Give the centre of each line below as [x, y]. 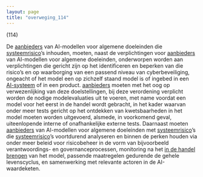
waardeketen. [23, 168]
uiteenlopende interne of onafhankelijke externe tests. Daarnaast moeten [98, 123]
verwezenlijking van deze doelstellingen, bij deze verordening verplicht [95, 91]
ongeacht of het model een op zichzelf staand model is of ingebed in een [98, 79]
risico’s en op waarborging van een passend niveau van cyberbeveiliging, [98, 72]
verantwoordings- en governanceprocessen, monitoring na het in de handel [101, 149]
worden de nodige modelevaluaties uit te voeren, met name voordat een [96, 98]
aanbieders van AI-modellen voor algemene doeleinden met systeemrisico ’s [101, 130]
